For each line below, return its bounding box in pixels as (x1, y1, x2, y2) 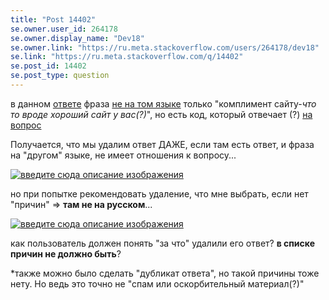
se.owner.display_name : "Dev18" (10, 33, 145, 43)
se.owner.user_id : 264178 (10, 24, 118, 34)
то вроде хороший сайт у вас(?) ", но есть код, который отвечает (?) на (10, 108, 313, 120)
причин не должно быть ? (10, 247, 122, 260)
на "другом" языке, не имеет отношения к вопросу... (10, 149, 237, 161)
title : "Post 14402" (10, 14, 97, 25)
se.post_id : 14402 (10, 61, 87, 71)
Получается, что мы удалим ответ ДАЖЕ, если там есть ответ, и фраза (10, 138, 315, 150)
